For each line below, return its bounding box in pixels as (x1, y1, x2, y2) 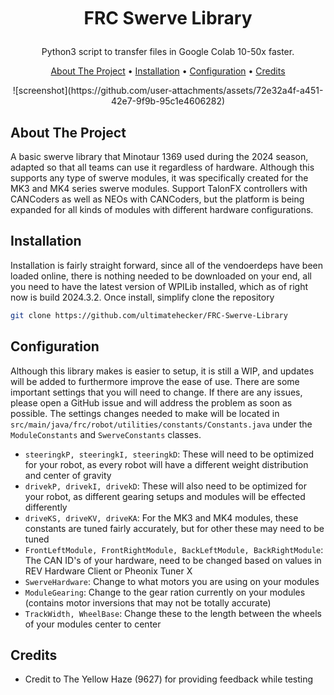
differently (24, 501, 68, 513)
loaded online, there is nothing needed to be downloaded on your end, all (10, 270, 312, 282)
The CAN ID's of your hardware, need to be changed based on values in (24, 554, 322, 566)
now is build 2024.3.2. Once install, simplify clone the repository (10, 291, 275, 303)
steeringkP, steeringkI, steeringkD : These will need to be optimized (24, 448, 315, 460)
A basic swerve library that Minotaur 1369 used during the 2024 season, (10, 151, 309, 162)
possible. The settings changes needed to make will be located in (10, 407, 280, 419)
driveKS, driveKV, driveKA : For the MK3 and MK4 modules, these (24, 511, 299, 524)
